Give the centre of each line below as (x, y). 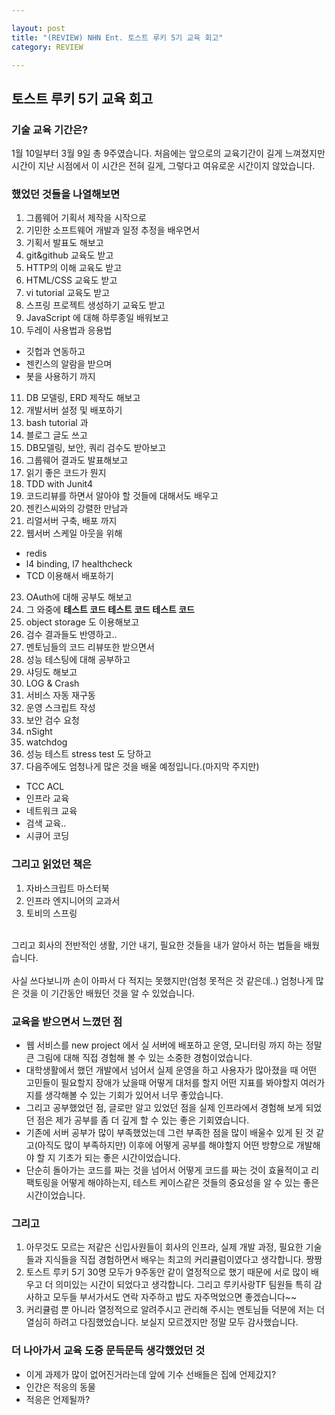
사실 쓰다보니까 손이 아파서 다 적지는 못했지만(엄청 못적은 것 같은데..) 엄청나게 (162, 980)
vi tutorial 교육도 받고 (68, 293)
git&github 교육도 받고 (69, 255)
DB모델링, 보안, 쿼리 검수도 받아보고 (96, 448)
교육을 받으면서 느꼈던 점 (67, 1021)
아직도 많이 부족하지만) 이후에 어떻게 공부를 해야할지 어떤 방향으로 (165, 1145)
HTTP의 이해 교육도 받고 (74, 268)
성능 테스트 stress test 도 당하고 (88, 754)
